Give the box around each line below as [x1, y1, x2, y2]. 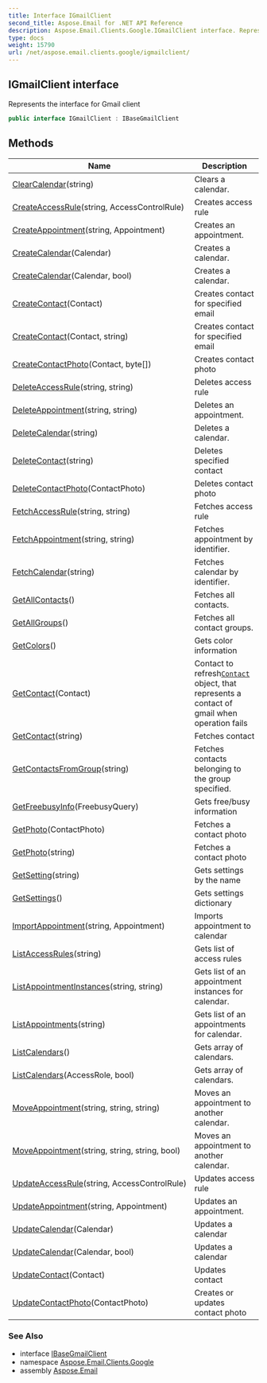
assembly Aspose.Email [19, 1366, 98, 1375]
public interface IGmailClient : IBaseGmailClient [8, 115, 180, 122]
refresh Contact [194, 667, 250, 678]
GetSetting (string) [12, 869, 80, 880]
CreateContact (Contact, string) [12, 331, 129, 342]
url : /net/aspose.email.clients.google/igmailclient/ [8, 49, 191, 56]
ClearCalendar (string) [12, 178, 94, 189]
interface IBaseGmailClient [19, 1349, 107, 1358]
